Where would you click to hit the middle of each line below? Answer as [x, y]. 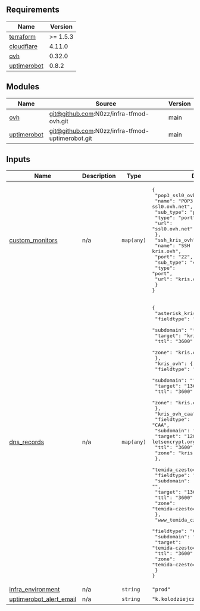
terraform [23, 36]
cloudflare [23, 46]
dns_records [27, 442]
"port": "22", [174, 257]
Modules [23, 87]
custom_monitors [33, 240]
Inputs [18, 159]
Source [106, 104]
